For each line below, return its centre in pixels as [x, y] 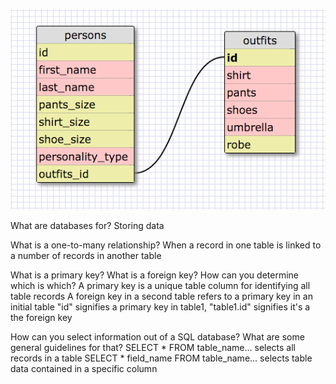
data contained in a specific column [84, 368]
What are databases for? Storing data [87, 225]
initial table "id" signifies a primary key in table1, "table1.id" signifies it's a [160, 306]
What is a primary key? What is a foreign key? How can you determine [154, 275]
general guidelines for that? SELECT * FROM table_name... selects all [153, 347]
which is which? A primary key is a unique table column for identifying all [160, 285]
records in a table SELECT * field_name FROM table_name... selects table [161, 358]
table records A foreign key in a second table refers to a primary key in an [161, 296]
